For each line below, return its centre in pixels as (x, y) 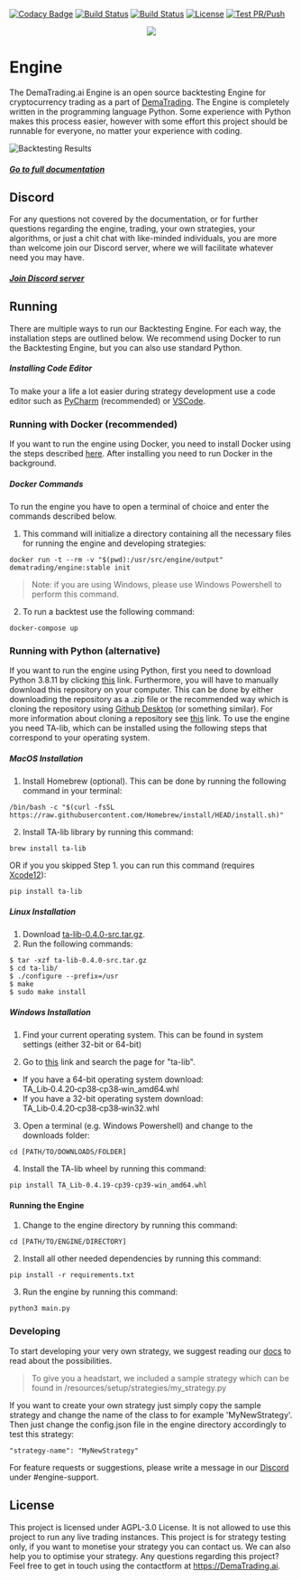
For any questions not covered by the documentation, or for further (134, 219)
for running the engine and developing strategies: (114, 543)
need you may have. (47, 258)
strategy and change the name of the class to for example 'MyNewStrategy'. (151, 1415)
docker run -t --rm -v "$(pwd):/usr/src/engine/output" (116, 560)
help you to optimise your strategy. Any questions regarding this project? (144, 1556)
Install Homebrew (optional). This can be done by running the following (154, 781)
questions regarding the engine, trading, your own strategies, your (132, 229)
